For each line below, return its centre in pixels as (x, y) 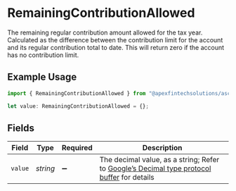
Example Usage (42, 77)
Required (77, 148)
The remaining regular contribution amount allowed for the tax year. (105, 32)
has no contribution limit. (43, 55)
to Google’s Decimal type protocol (155, 168)
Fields (21, 128)
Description (162, 148)
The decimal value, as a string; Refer (159, 160)
